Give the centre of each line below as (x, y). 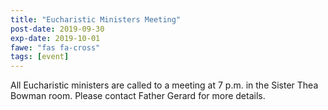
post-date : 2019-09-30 (57, 29)
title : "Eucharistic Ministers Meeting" (96, 19)
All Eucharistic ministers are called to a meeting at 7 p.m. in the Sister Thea (164, 85)
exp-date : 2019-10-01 (55, 38)
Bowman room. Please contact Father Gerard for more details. (138, 96)
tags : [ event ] (40, 57)
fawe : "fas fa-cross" (55, 47)
